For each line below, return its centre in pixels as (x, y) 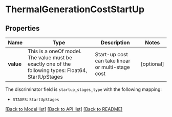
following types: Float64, (57, 70)
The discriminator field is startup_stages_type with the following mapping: (84, 89)
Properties (23, 28)
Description (115, 43)
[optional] (152, 64)
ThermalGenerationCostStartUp (75, 9)
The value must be (50, 57)
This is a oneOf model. (55, 51)
